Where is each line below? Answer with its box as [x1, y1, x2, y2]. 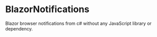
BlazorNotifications [5, 4, 90, 15]
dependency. [5, 25, 33, 31]
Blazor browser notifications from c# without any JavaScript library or [5, 20, 152, 26]
